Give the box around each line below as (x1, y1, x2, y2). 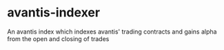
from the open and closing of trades (7, 34, 110, 42)
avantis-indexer (7, 5, 101, 21)
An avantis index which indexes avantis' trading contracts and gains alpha (7, 27, 217, 36)
